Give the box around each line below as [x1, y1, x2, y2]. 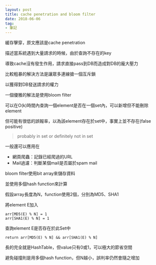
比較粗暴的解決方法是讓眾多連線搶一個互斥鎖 [5, 71, 96, 77]
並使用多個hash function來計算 [5, 181, 68, 187]
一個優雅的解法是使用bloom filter [5, 92, 71, 98]
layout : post [5, 7, 32, 12]
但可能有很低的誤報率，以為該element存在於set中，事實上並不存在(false [5, 118, 151, 124]
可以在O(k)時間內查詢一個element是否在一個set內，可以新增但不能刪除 [5, 102, 149, 108]
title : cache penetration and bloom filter [5, 12, 96, 17]
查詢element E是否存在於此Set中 [5, 225, 71, 232]
